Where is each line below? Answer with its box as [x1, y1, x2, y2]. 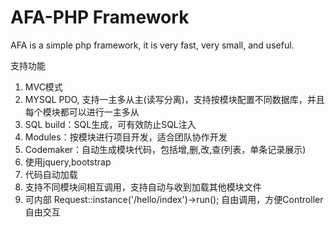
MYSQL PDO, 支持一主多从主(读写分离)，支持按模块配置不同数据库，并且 [24, 93, 325, 105]
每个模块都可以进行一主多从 [24, 106, 140, 118]
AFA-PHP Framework [10, 6, 190, 29]
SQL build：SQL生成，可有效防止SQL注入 [24, 118, 197, 130]
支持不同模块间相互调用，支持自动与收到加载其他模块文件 [24, 181, 262, 193]
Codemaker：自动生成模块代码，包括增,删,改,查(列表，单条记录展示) [24, 143, 307, 155]
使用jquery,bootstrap [24, 156, 112, 168]
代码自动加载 [24, 168, 78, 180]
